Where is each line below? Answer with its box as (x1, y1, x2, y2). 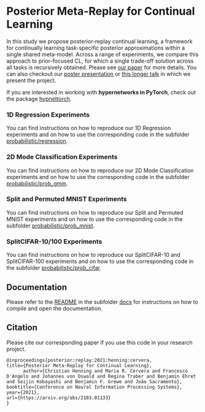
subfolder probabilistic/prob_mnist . (6, 222, 95, 229)
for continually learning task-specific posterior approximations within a (6, 44, 185, 51)
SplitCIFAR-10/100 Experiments (6, 237, 102, 246)
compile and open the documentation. (6, 305, 103, 312)
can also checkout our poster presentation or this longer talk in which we (6, 70, 191, 77)
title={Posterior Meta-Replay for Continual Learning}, (6, 362, 152, 368)
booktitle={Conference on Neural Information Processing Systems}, (6, 384, 183, 390)
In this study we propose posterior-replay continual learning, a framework (6, 37, 193, 45)
